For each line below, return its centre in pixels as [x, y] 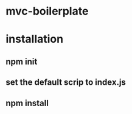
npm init [22, 61]
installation [35, 39]
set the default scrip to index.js [66, 83]
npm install [27, 103]
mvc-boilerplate [47, 11]
